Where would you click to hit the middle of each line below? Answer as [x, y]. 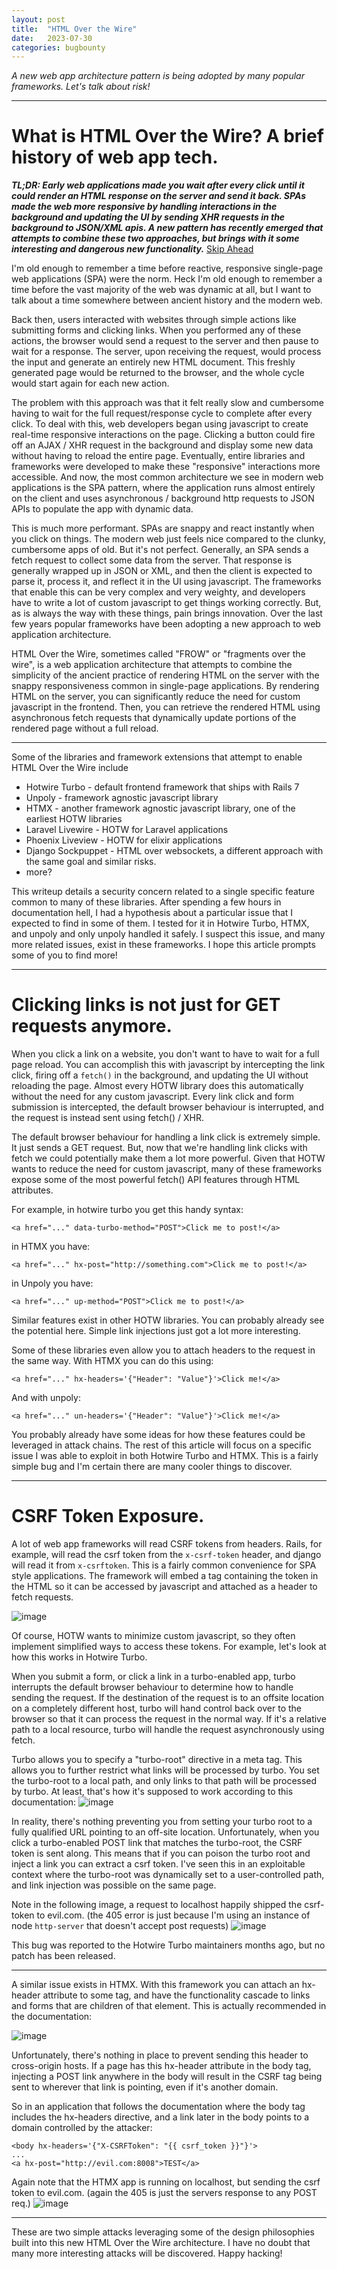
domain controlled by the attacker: [82, 2128]
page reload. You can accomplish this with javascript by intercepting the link [168, 1065]
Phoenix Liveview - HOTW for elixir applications [124, 840]
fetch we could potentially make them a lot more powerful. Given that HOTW [168, 1158]
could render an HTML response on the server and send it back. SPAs [159, 196]
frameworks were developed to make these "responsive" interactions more [166, 467]
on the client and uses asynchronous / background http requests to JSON [163, 498]
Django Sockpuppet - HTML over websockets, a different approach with [174, 851]
